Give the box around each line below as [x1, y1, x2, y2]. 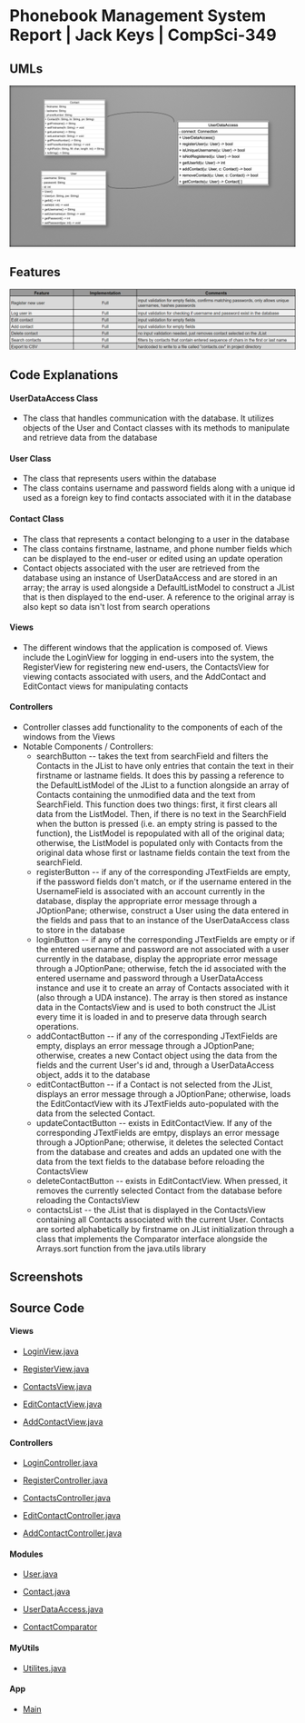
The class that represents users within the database [22, 473, 217, 484]
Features [9, 264, 61, 280]
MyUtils [9, 1642, 40, 1654]
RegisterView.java [22, 1364, 90, 1375]
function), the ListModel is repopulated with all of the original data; [35, 828, 285, 839]
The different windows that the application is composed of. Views [22, 642, 268, 652]
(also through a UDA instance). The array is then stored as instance [35, 992, 288, 1003]
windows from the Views [22, 732, 115, 742]
